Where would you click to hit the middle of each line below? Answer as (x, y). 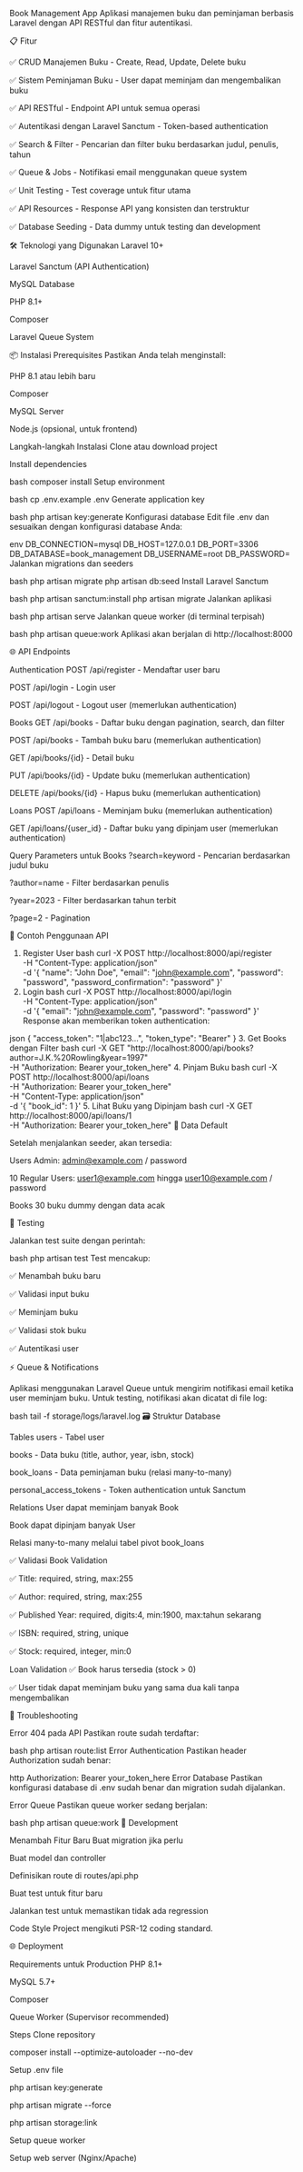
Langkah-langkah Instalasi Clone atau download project (113, 446)
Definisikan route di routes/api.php (74, 1875)
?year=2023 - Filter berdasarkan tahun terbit (93, 900)
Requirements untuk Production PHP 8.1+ (86, 1964)
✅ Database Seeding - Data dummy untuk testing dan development (135, 227)
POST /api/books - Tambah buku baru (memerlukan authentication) (135, 740)
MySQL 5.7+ (33, 1982)
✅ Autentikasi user (44, 1348)
